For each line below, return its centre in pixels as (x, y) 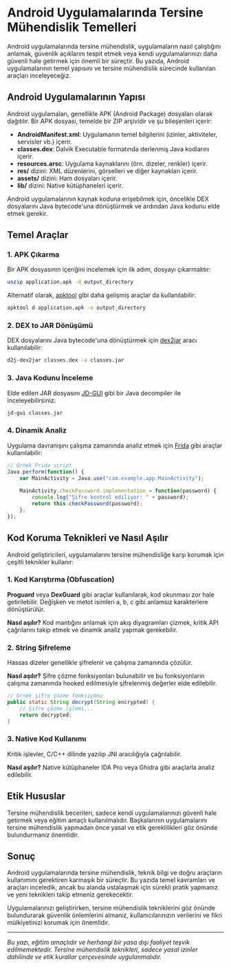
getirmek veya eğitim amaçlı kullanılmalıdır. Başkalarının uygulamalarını (107, 820)
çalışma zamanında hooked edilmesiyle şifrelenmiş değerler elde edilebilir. (112, 683)
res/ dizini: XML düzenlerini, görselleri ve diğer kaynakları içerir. (107, 170)
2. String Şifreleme (39, 648)
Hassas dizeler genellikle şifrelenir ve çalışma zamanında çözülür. (100, 663)
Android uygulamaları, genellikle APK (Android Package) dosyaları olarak (110, 113)
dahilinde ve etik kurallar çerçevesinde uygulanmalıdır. (85, 957)
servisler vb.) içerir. (44, 142)
